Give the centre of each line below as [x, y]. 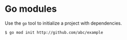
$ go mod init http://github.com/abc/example [54, 32]
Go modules [31, 9]
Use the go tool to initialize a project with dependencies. [63, 23]
